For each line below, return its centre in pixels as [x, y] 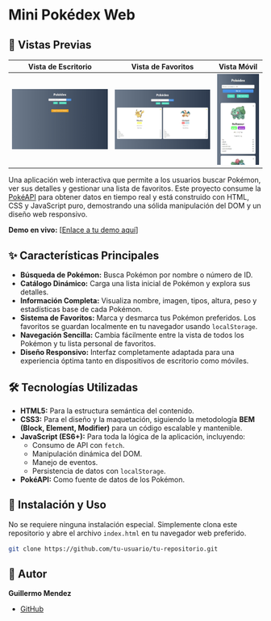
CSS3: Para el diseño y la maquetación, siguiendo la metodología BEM [138, 419]
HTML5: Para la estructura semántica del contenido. [107, 411]
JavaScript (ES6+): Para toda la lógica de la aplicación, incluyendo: [133, 436]
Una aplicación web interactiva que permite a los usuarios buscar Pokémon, [135, 180]
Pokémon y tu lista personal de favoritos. [88, 344]
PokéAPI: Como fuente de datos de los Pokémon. [102, 479]
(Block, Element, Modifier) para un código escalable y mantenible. [131, 428]
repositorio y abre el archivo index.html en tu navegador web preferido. [127, 533]
